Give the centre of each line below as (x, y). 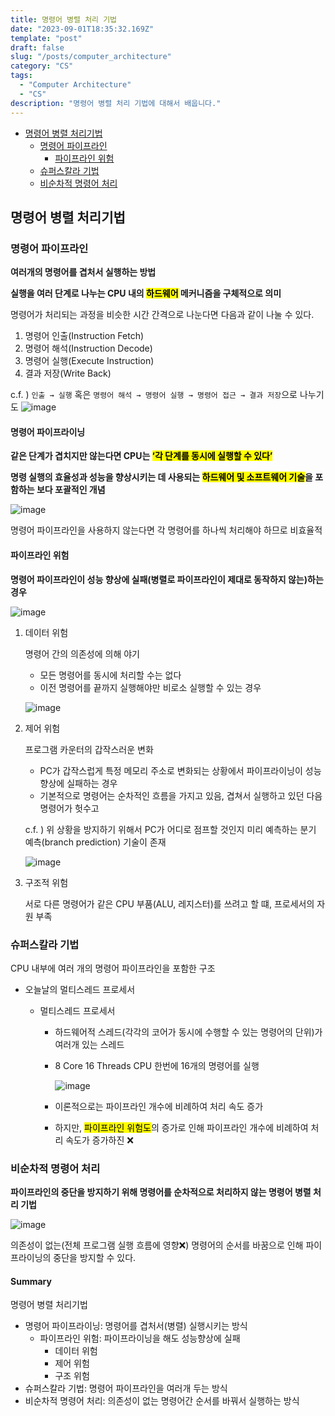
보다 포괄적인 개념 (71, 490)
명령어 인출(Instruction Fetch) (84, 336)
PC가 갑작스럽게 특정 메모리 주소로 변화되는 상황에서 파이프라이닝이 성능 (180, 770)
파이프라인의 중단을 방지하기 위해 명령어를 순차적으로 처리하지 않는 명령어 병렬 (161, 1192)
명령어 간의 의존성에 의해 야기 (82, 653)
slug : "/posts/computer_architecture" (91, 57)
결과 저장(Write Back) (68, 373)
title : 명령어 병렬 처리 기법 (64, 19)
